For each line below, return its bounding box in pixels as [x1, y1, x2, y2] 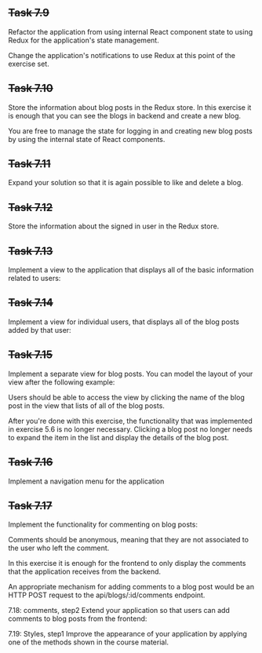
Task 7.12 [8, 200, 53, 214]
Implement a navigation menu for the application [8, 476, 165, 486]
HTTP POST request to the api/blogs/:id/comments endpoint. [8, 590, 206, 600]
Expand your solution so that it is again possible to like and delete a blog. [8, 178, 243, 188]
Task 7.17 [8, 498, 53, 513]
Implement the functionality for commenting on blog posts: [8, 520, 198, 529]
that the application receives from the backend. [8, 567, 162, 576]
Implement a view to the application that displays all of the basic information [8, 265, 254, 275]
